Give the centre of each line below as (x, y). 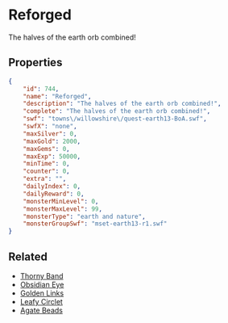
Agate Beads (41, 310)
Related (28, 256)
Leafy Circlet (41, 301)
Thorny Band (41, 275)
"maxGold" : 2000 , (52, 141)
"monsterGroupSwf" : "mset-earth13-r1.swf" (95, 224)
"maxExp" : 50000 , (52, 156)
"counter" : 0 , (46, 171)
